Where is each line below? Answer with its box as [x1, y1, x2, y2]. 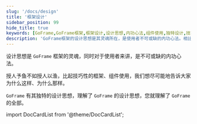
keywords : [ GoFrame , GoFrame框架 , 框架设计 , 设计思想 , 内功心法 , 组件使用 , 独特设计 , [6, 30, 186, 36]
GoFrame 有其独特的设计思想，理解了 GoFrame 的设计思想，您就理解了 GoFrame [6, 92, 191, 99]
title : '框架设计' [6, 14, 48, 20]
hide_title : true [6, 25, 49, 31]
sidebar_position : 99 [6, 19, 59, 25]
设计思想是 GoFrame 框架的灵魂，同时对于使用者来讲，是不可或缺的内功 [6, 53, 176, 59]
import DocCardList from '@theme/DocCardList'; [6, 111, 124, 118]
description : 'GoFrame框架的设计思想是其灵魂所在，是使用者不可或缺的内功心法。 [6, 36, 184, 42]
